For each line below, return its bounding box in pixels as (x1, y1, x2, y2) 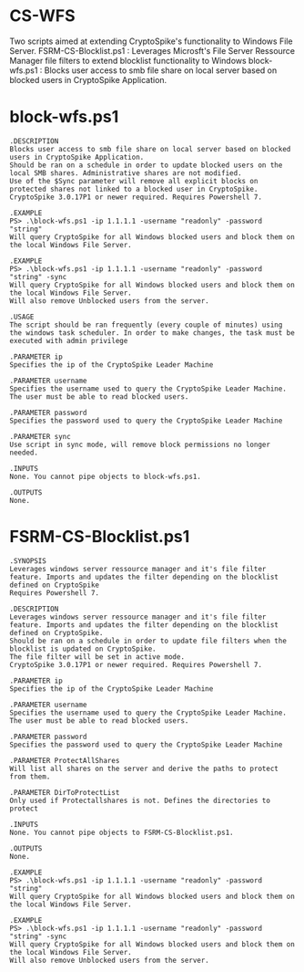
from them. (9, 772, 51, 781)
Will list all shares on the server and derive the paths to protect (9, 764, 279, 773)
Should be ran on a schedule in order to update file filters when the (9, 636, 287, 645)
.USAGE (9, 312, 35, 321)
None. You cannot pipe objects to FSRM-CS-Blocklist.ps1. (9, 828, 234, 837)
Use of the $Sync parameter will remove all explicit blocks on (9, 176, 258, 185)
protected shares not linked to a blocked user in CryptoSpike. (9, 184, 258, 193)
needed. (9, 448, 39, 457)
